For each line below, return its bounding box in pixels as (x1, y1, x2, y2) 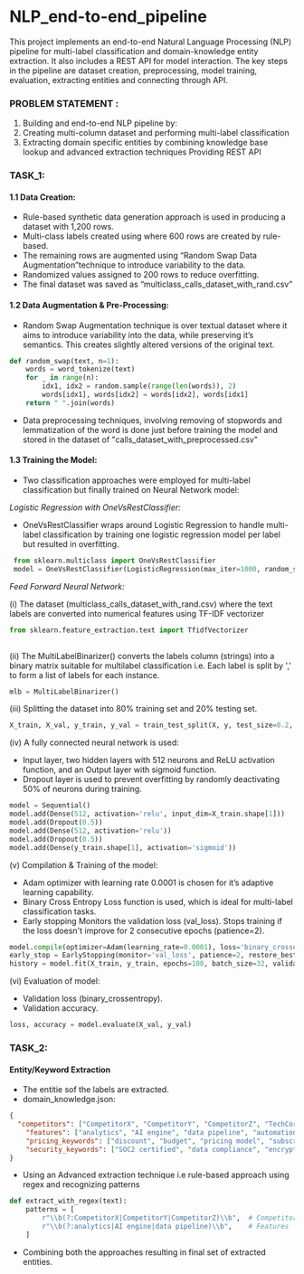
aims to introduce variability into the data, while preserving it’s (22, 329, 254, 340)
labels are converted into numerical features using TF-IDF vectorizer (9, 608, 265, 618)
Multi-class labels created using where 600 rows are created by (22, 231, 261, 241)
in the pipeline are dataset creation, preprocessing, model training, (9, 65, 258, 76)
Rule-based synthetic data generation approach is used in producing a (22, 212, 287, 222)
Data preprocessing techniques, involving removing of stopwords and (22, 414, 282, 426)
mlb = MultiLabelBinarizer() (9, 687, 119, 696)
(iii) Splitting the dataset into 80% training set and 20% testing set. (9, 703, 258, 714)
